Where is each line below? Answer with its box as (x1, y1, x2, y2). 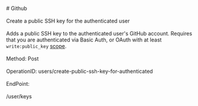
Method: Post (6, 55, 39, 62)
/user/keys (6, 93, 33, 99)
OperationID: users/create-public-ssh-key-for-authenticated (6, 68, 153, 75)
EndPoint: (6, 81, 30, 87)
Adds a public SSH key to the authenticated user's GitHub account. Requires (6, 30, 193, 37)
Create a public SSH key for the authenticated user (6, 17, 130, 24)
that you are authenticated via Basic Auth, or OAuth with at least (6, 36, 162, 43)
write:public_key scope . (6, 43, 67, 49)
